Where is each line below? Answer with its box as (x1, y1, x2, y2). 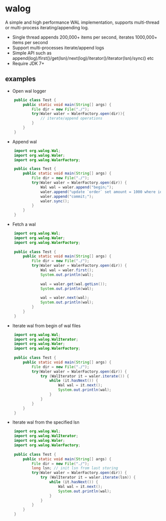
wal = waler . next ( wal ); (40, 295, 90, 300)
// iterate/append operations (40, 116, 103, 121)
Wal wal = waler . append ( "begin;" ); (40, 185, 114, 189)
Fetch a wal (12, 221, 36, 227)
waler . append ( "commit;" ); (40, 194, 94, 199)
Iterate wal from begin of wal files (12, 323, 81, 329)
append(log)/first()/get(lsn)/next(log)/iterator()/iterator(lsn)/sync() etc (12, 55, 154, 61)
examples (5, 75, 36, 83)
